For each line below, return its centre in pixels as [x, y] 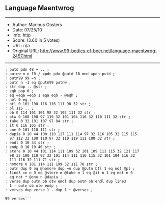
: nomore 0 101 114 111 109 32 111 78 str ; [51, 164]
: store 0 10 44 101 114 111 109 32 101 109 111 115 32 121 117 [72, 151]
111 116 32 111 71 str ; [35, 160]
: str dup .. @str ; [26, 87]
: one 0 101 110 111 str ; [33, 130]
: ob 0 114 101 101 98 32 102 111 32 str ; [50, 113]
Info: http [21, 35]
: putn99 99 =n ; [23, 78]
